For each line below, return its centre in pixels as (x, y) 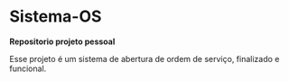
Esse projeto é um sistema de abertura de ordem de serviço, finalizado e (144, 58)
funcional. (28, 68)
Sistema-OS (56, 17)
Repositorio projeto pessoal (62, 41)
